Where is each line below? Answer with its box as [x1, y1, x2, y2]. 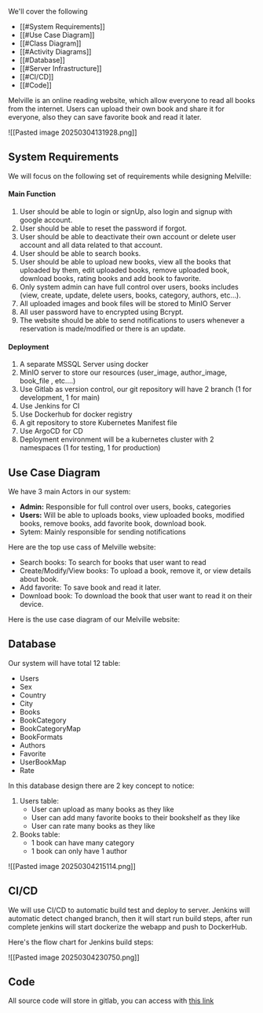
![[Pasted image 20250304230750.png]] [8, 952, 140, 962]
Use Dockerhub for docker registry [19, 409, 133, 420]
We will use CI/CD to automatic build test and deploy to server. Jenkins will [8, 905, 250, 915]
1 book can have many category [31, 837, 135, 847]
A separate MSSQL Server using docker [19, 360, 149, 369]
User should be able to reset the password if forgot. [19, 224, 187, 233]
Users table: [19, 796, 60, 805]
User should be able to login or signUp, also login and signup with [19, 207, 233, 216]
